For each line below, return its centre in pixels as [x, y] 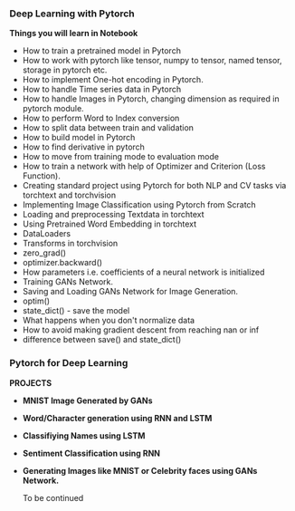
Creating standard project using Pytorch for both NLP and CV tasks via [154, 186]
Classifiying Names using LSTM [84, 435]
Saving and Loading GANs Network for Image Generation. [130, 292]
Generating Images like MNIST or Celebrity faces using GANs [140, 470]
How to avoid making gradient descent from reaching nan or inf [141, 330]
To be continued [53, 497]
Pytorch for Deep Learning [69, 363]
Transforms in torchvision [70, 244]
